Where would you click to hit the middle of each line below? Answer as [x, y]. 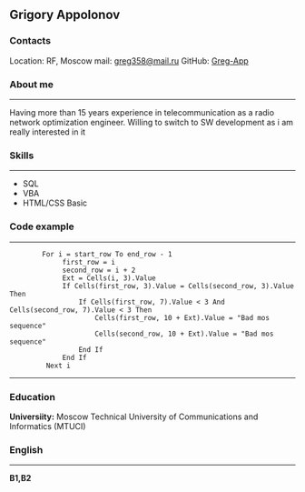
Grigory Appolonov [65, 15]
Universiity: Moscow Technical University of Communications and [134, 417]
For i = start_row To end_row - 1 [107, 254]
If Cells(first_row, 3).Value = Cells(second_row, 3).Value [178, 286]
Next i [58, 366]
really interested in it [48, 132]
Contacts [30, 41]
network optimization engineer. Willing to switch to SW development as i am [151, 122]
